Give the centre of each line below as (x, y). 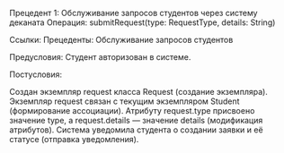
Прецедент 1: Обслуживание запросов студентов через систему (133, 13)
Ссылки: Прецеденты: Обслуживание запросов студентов (121, 40)
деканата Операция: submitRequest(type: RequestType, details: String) (142, 22)
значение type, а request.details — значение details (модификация (136, 120)
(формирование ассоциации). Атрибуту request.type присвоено (132, 110)
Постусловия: (36, 74)
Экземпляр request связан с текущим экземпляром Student (124, 101)
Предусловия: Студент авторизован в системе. (100, 57)
